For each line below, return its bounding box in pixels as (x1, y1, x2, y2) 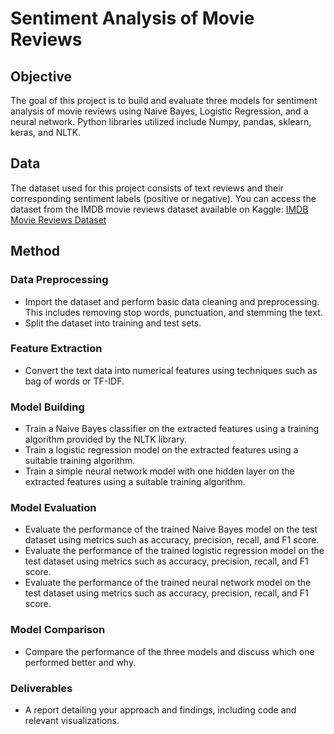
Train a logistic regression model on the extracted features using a (24, 444, 299, 456)
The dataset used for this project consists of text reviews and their (10, 182, 284, 194)
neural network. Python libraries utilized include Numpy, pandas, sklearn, (10, 116, 312, 127)
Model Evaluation (10, 501, 97, 515)
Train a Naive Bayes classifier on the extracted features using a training (24, 423, 320, 435)
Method (10, 243, 61, 260)
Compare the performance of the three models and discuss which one (24, 645, 315, 657)
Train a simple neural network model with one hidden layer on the (24, 465, 295, 477)
